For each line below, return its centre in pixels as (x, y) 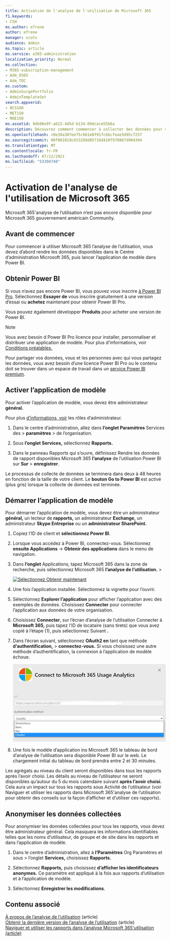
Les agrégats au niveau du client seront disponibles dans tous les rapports (83, 771)
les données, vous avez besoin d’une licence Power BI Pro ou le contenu (81, 363)
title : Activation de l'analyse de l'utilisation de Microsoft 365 (78, 11)
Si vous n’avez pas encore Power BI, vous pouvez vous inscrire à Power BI (83, 291)
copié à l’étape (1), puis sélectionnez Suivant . (61, 631)
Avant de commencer (40, 234)
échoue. (21, 657)
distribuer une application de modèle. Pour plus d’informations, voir (76, 342)
